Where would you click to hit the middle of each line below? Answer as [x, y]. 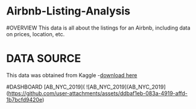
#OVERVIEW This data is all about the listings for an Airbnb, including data [99, 28]
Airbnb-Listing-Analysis [68, 11]
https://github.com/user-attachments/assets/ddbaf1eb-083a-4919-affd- [98, 93]
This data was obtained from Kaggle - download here [72, 75]
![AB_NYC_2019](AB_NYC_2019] [126, 87]
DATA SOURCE [44, 59]
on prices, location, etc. [36, 34]
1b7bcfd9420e [24, 99]
